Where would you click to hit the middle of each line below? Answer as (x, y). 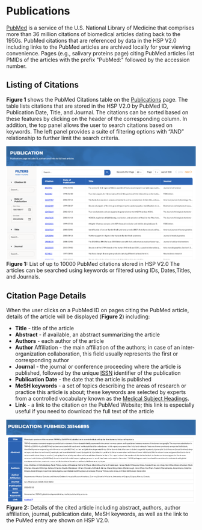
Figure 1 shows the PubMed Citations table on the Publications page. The (97, 99)
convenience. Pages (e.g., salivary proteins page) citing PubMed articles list (100, 53)
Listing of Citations (43, 85)
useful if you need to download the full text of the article (84, 411)
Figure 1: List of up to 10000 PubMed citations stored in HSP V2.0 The (93, 264)
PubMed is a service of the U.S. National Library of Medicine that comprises (100, 28)
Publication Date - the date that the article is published (83, 380)
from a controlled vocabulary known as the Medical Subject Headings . (102, 399)
